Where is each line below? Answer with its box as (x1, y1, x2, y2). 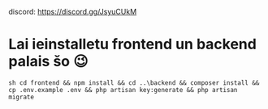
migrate (8, 93, 35, 101)
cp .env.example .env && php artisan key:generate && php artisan (8, 86, 238, 94)
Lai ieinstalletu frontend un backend (8, 36, 257, 53)
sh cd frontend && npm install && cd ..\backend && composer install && (8, 78, 260, 87)
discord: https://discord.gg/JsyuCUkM (8, 7, 137, 16)
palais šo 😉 (8, 52, 89, 71)
